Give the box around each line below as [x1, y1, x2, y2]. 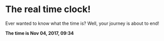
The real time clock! [5, 4, 91, 15]
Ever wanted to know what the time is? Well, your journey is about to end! [5, 20, 159, 26]
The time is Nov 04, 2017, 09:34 [5, 30, 74, 36]
